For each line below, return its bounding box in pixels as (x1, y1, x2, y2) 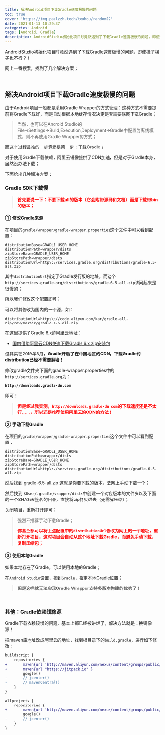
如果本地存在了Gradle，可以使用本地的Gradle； (5, 564, 101, 570)
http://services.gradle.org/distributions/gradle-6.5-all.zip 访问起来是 (5, 280, 157, 286)
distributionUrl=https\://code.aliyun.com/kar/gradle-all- (5, 317, 129, 322)
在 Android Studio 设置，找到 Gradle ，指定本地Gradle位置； (5, 575, 123, 581)
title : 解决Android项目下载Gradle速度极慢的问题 (5, 7, 97, 12)
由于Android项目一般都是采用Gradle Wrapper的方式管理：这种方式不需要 (5, 104, 152, 111)
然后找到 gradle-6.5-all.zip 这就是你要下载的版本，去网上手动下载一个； (5, 480, 150, 486)
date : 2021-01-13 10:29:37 (5, 21, 60, 26)
